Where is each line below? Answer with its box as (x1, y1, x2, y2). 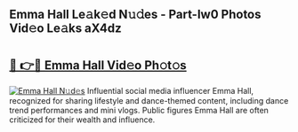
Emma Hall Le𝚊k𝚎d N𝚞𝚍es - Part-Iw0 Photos (9, 7, 262, 22)
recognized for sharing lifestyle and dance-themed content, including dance (9, 96, 289, 105)
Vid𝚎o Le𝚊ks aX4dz (9, 21, 122, 36)
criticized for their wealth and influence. (9, 114, 156, 125)
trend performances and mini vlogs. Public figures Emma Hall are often (9, 105, 270, 115)
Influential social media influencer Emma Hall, (86, 86, 254, 96)
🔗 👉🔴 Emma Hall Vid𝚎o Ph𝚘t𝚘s (9, 58, 187, 73)
